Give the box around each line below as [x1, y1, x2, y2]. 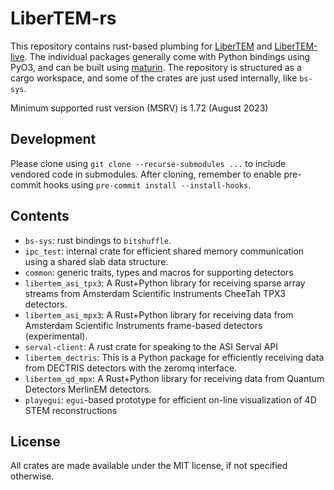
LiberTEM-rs [10, 7, 117, 30]
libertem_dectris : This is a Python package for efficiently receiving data [24, 351, 325, 363]
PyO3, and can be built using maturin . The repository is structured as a [10, 61, 302, 73]
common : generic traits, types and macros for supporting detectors [24, 266, 294, 278]
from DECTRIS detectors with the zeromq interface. [24, 362, 238, 374]
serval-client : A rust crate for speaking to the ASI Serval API [24, 340, 278, 352]
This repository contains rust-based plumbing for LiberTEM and [10, 40, 273, 52]
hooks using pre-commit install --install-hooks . [43, 178, 252, 191]
